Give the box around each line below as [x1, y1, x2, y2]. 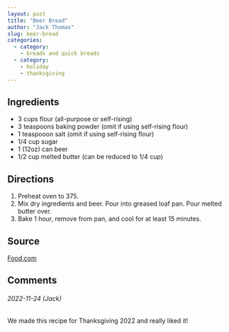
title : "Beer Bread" [7, 17, 69, 24]
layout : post [7, 10, 46, 18]
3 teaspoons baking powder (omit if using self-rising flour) [17, 122, 189, 131]
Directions [7, 173, 55, 185]
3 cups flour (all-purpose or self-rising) [17, 115, 133, 123]
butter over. [17, 207, 52, 216]
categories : [7, 37, 43, 44]
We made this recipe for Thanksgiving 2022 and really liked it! [7, 316, 189, 325]
